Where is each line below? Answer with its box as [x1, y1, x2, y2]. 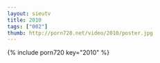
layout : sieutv [7, 10, 51, 17]
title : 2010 [7, 17, 42, 24]
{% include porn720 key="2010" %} [7, 48, 110, 57]
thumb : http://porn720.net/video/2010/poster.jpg [7, 29, 154, 37]
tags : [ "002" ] [7, 23, 48, 30]
